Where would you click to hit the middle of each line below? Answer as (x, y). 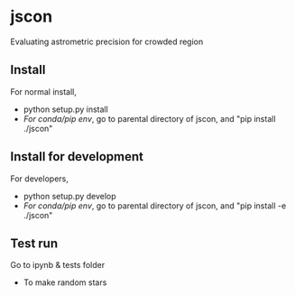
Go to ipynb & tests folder (58, 265)
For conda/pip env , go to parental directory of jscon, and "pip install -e (155, 206)
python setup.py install (66, 109)
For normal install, (44, 91)
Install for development (77, 157)
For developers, (39, 179)
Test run (34, 243)
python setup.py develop (69, 196)
